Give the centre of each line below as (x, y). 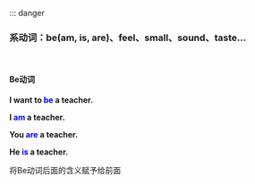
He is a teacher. (39, 152)
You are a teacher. (44, 134)
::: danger (27, 13)
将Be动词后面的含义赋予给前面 (65, 170)
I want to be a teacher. (51, 100)
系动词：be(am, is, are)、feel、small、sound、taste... (128, 38)
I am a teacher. (37, 117)
